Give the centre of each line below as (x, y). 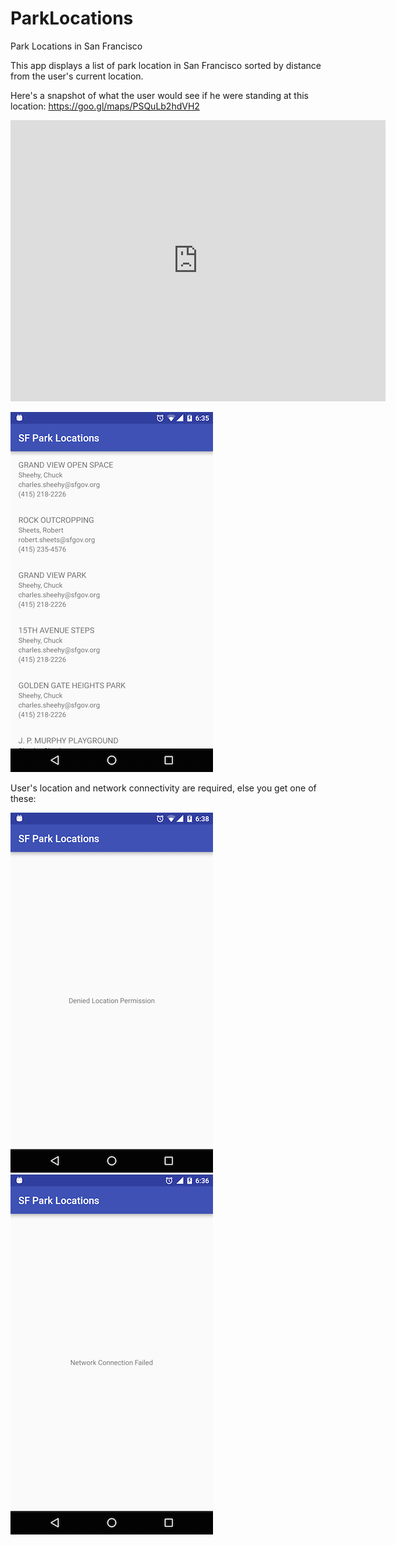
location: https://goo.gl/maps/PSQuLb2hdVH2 (105, 106)
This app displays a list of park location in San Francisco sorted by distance (166, 65)
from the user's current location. (77, 76)
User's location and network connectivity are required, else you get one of (163, 788)
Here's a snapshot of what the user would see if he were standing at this (159, 95)
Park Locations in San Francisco (76, 46)
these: (23, 798)
